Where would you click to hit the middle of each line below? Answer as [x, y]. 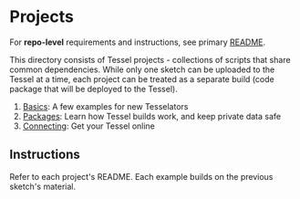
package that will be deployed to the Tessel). [93, 89]
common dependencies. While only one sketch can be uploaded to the [142, 69]
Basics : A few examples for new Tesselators [105, 106]
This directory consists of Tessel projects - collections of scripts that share [150, 59]
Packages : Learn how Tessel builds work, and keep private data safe [151, 116]
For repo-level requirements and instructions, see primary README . [138, 42]
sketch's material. [42, 186]
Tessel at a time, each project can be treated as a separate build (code [142, 79]
